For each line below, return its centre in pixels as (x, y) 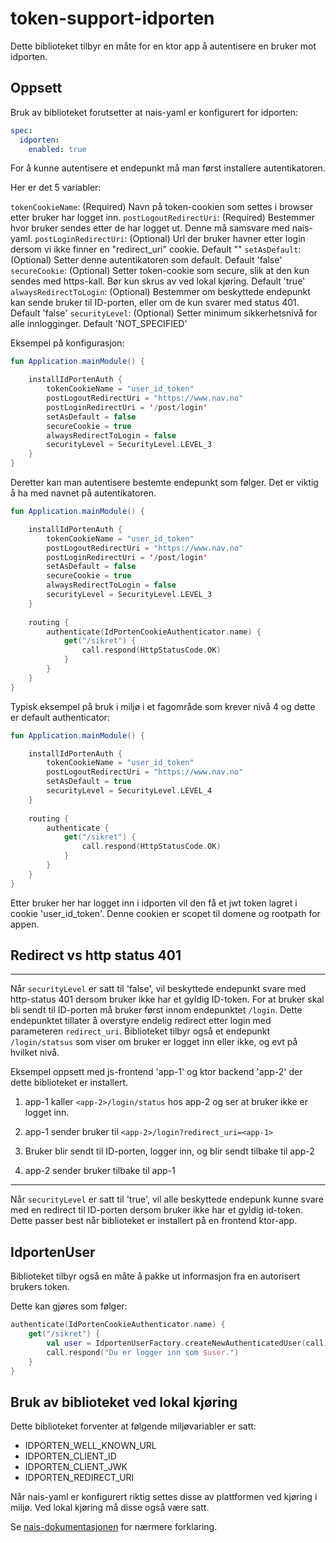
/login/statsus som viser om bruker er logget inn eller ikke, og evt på (154, 1042)
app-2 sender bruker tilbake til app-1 (100, 1171)
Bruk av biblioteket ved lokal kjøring (124, 1402)
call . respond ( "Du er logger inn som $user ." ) (143, 1352)
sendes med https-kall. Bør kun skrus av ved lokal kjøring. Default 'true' (158, 281)
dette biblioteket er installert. (69, 1083)
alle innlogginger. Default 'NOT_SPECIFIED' (99, 324)
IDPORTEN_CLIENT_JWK (76, 1467)
